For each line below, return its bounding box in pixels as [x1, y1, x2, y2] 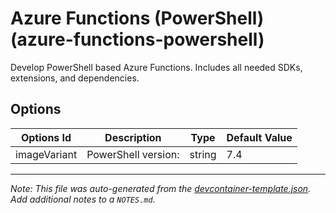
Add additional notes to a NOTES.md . [10, 193, 156, 205]
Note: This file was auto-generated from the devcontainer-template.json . [10, 182, 312, 194]
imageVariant [15, 147, 78, 161]
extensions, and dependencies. [10, 72, 140, 84]
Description [104, 130, 162, 144]
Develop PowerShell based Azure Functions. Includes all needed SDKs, [10, 61, 303, 73]
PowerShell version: [86, 147, 180, 161]
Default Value [226, 130, 293, 144]
